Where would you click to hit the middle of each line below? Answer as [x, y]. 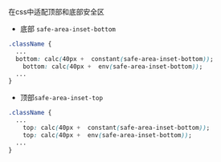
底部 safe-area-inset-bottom [68, 29]
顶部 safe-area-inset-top [61, 98]
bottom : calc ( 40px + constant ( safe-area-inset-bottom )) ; [115, 59]
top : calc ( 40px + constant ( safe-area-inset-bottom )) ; [117, 128]
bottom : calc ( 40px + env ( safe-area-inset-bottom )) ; [113, 67]
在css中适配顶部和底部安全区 [56, 12]
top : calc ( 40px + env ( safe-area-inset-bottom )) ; [108, 135]
